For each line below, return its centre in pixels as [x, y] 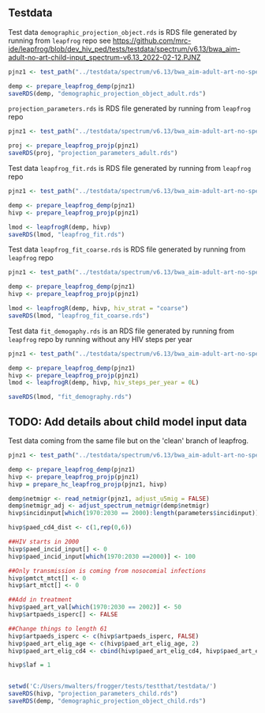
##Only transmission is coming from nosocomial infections [107, 571]
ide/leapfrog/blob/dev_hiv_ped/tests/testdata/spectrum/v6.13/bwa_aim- [124, 49]
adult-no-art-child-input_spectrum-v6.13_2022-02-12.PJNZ [105, 57]
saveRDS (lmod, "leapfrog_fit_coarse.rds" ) [79, 316]
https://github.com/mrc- [152, 40]
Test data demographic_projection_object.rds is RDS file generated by [123, 32]
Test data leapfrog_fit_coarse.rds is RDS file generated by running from [127, 249]
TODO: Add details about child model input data [128, 421]
